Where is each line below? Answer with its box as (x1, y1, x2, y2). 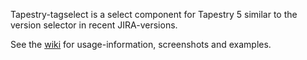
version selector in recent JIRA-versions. (10, 19, 178, 31)
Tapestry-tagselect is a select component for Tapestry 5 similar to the (10, 9, 298, 20)
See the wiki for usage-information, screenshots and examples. (10, 39, 272, 50)
